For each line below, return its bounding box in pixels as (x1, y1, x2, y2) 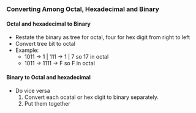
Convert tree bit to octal (15, 40, 75, 48)
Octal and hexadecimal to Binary (6, 20, 91, 27)
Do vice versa (15, 87, 50, 95)
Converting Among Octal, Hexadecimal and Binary (6, 5, 159, 13)
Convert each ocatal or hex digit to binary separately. (24, 93, 159, 101)
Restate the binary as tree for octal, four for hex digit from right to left (15, 34, 190, 41)
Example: (15, 46, 39, 54)
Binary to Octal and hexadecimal (6, 73, 91, 81)
